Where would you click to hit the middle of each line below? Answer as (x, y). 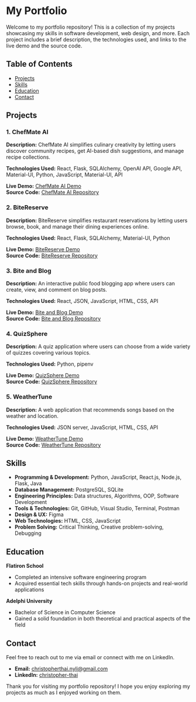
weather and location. (32, 416)
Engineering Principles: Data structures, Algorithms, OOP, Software (97, 496)
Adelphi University (29, 601)
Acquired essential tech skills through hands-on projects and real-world (101, 584)
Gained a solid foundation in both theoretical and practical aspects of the (102, 619)
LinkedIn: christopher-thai (46, 675)
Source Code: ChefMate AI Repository (53, 192)
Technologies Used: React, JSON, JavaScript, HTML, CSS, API (82, 301)
